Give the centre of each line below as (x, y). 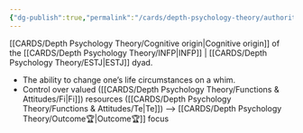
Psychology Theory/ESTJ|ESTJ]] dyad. (81, 62)
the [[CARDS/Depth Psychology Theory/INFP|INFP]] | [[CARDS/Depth (138, 53)
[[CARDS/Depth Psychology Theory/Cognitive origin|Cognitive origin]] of (145, 43)
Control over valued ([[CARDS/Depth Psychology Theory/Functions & (151, 89)
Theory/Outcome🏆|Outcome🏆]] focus (96, 119)
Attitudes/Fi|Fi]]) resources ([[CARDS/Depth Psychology (127, 99)
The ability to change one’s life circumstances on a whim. (129, 80)
